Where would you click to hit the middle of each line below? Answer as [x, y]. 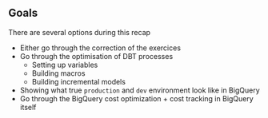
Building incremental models [79, 81]
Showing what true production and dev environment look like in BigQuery [140, 90]
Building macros [58, 73]
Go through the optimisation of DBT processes [96, 56]
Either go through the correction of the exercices [100, 48]
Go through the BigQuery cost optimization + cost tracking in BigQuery [136, 98]
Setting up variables [65, 65]
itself [28, 107]
